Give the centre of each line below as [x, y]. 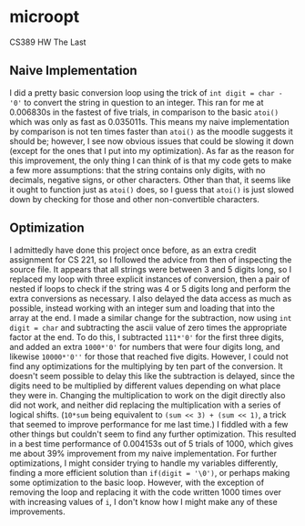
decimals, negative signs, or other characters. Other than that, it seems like [150, 180]
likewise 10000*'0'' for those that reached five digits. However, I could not [149, 356]
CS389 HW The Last [48, 42]
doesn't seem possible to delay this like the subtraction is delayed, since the [152, 376]
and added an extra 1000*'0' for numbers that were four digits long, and [145, 346]
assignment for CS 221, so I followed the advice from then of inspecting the [151, 259]
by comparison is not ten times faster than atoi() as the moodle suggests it [151, 131]
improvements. [37, 511]
